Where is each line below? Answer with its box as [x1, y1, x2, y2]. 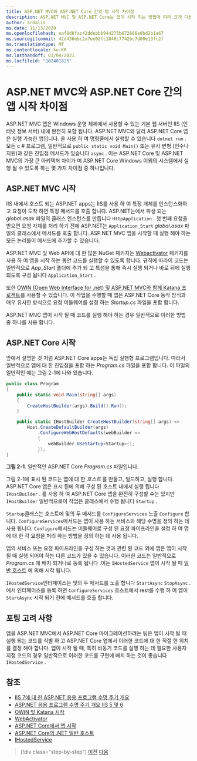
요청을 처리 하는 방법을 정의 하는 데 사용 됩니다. [30, 532, 139, 540]
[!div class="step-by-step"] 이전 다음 [20, 749, 108, 756]
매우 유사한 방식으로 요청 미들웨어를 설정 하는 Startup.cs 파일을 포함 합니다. [6, 299, 180, 306]
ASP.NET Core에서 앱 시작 [14, 722, 76, 729]
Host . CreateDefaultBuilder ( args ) [27, 425, 109, 431]
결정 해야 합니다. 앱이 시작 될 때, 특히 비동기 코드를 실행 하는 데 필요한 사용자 [12, 644, 187, 651]
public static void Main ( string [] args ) [16, 392, 117, 398]
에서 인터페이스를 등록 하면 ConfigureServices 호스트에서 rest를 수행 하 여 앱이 [6, 587, 188, 594]
